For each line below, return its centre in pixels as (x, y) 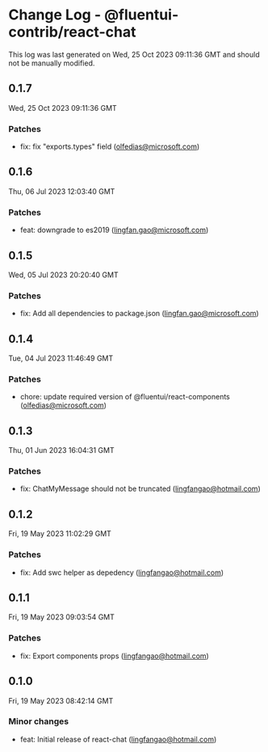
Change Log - (55, 15)
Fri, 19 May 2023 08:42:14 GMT (61, 700)
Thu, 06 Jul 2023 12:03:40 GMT (62, 191)
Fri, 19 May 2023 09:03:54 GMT (62, 617)
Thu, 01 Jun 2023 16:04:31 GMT (61, 450)
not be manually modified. (52, 63)
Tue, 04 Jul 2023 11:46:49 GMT (61, 358)
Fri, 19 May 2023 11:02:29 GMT (60, 534)
